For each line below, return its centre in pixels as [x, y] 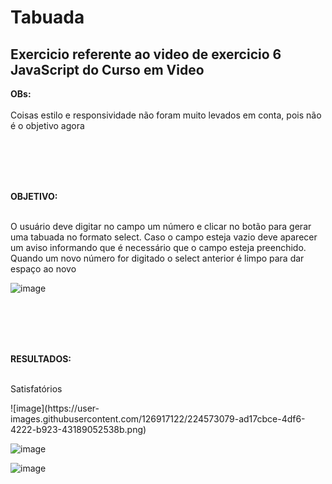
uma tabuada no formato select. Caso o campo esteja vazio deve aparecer [164, 237]
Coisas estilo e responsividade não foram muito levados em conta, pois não [166, 115]
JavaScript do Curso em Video [107, 69]
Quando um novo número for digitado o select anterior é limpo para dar [157, 258]
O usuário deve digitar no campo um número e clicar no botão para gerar [161, 226]
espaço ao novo [43, 269]
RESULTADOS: [41, 359]
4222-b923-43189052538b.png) [78, 429]
